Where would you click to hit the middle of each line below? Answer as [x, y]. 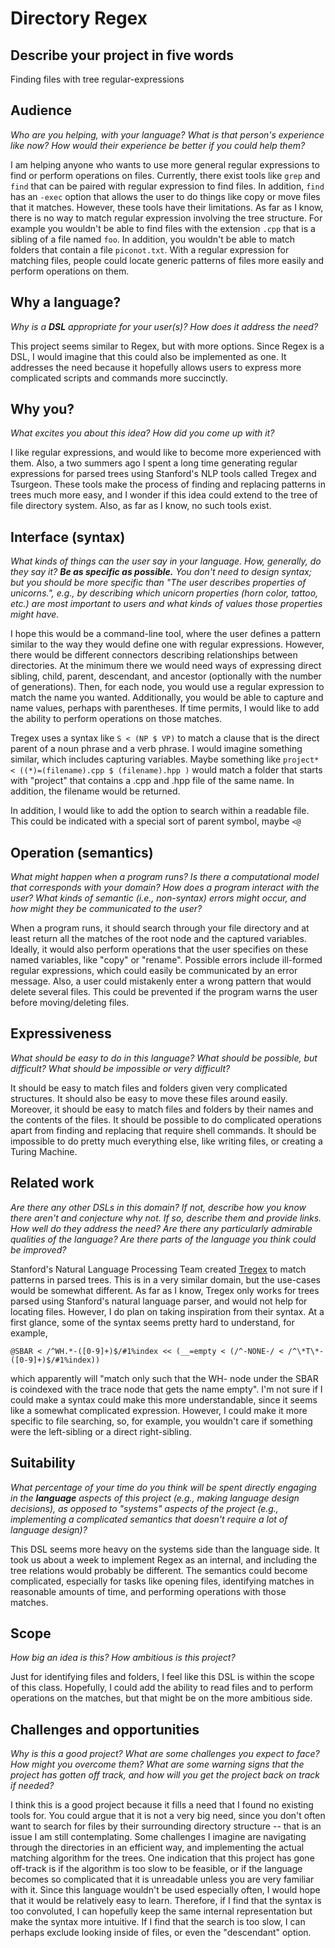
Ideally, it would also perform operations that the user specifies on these [159, 949]
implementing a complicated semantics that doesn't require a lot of [149, 1519]
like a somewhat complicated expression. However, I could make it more [159, 1410]
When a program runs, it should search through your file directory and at [160, 928]
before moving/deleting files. [70, 1003]
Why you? [42, 409]
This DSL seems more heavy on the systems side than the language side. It [165, 1549]
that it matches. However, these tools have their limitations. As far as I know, [167, 207]
